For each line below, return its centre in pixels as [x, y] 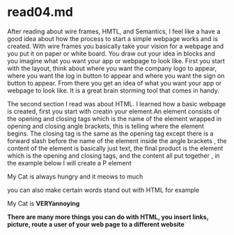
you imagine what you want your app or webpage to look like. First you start [116, 60]
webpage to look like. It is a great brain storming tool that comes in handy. [113, 90]
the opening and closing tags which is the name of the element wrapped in [114, 118]
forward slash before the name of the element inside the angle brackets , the [117, 140]
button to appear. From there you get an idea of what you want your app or [115, 83]
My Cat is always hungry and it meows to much [75, 176]
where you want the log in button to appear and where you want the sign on [116, 75]
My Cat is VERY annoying [44, 203]
